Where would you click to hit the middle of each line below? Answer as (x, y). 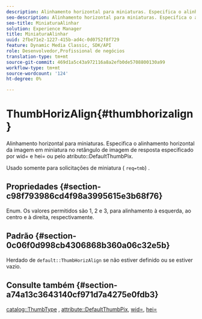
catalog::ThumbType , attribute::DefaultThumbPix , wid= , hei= (82, 309)
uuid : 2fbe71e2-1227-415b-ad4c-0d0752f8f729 (63, 40)
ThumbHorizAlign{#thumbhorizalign (100, 114)
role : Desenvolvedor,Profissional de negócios (66, 51)
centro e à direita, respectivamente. (50, 217)
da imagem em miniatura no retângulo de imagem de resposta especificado (100, 150)
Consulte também (41, 286)
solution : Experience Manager (44, 29)
